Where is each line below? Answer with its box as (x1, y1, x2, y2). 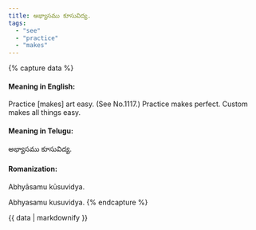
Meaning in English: (8, 81, 76, 91)
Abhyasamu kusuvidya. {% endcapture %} (8, 197, 148, 207)
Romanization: (8, 165, 58, 174)
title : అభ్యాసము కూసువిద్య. (8, 11, 92, 20)
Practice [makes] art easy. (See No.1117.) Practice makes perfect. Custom (8, 99, 249, 109)
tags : (8, 19, 26, 27)
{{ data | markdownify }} (8, 212, 89, 222)
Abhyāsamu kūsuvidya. (8, 181, 85, 192)
